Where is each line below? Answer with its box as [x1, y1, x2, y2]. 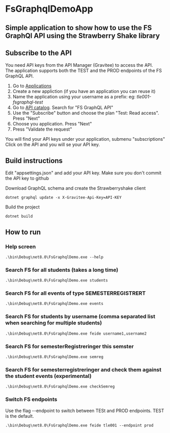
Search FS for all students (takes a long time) [5, 266, 119, 273]
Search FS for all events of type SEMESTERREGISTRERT [5, 290, 146, 297]
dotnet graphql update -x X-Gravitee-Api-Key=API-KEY [5, 195, 122, 200]
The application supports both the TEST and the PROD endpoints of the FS [5, 67, 162, 74]
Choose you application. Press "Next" [12, 121, 92, 127]
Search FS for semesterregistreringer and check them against [5, 366, 162, 373]
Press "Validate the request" [12, 126, 72, 133]
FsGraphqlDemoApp [5, 3, 93, 15]
